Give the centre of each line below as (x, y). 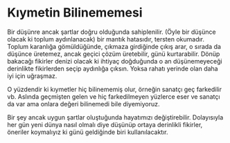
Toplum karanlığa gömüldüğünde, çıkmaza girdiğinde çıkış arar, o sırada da (114, 46)
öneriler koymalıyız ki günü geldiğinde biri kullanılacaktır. (88, 132)
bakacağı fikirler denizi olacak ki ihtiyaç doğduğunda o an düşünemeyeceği (115, 61)
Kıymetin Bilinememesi (75, 13)
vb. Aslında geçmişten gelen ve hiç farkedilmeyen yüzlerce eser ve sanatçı (114, 96)
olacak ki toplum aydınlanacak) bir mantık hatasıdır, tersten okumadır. (106, 39)
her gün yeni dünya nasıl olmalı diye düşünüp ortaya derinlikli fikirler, (105, 124)
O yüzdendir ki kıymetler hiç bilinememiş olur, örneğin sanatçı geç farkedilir (115, 89)
